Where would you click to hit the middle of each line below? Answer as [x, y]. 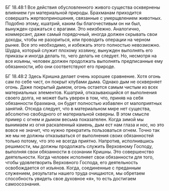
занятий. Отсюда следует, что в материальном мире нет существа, [78, 109]
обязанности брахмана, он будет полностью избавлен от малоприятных [84, 103]
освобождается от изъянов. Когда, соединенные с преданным [73, 168]
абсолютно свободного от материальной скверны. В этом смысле [77, 114]
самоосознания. [23, 184]
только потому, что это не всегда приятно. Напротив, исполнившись [79, 141]
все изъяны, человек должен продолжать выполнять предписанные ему [84, 61]
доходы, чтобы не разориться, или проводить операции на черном [78, 40]
